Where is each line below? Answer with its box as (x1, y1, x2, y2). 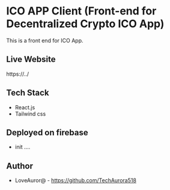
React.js (14, 103, 35, 111)
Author (6, 161, 33, 171)
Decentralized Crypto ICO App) (6, 17, 165, 31)
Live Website (6, 54, 56, 64)
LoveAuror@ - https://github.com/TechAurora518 (14, 177, 137, 184)
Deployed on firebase (6, 127, 88, 138)
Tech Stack (6, 88, 49, 98)
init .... (14, 143, 31, 151)
